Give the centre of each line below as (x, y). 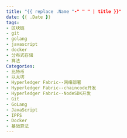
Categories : (20, 66)
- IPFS (14, 115)
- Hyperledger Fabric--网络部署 (44, 83)
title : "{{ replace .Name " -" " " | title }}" (64, 11)
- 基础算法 (18, 126)
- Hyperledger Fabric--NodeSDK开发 (49, 93)
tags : (13, 22)
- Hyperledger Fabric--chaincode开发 (51, 88)
